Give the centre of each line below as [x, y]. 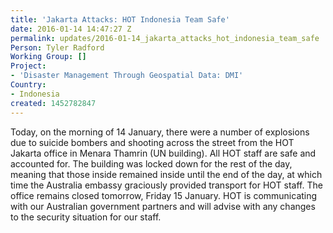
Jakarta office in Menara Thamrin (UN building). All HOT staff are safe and [163, 153]
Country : [28, 85]
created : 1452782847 [53, 103]
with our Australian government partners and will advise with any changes [163, 206]
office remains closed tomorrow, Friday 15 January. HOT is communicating [164, 195]
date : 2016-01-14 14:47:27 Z [71, 29]
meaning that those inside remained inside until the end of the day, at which [166, 174]
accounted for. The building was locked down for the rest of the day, [151, 163]
